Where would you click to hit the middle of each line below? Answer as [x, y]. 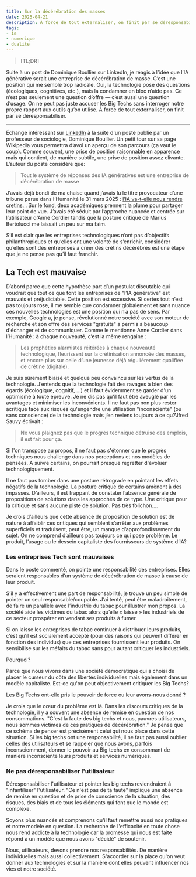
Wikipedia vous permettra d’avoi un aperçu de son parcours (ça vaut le [91, 145]
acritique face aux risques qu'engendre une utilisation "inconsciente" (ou [94, 409]
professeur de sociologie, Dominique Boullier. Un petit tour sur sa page [91, 139]
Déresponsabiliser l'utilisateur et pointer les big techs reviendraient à [89, 784]
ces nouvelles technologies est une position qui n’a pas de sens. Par [88, 311]
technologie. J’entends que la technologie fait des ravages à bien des [90, 384]
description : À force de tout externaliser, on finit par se [82, 22]
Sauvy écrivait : [25, 421]
